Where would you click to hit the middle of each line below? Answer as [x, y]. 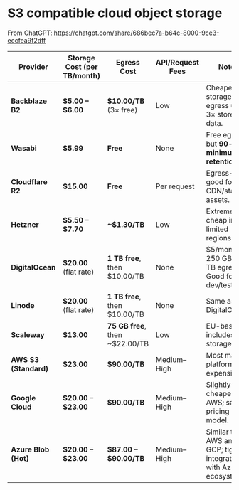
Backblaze [29, 101]
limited [217, 229]
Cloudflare [29, 181]
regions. [219, 238]
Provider [33, 67]
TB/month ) [82, 75]
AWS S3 [25, 359]
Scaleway [28, 334]
